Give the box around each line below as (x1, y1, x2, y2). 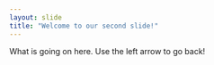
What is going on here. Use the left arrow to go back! (9, 45, 206, 56)
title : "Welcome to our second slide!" (9, 21, 159, 30)
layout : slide (9, 12, 63, 22)
